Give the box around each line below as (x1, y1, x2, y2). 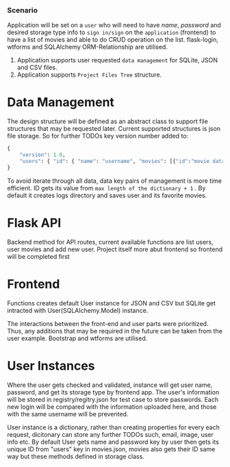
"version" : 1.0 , (19, 151, 66, 159)
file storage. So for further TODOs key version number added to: (7, 132, 189, 140)
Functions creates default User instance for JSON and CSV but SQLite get (7, 299, 216, 307)
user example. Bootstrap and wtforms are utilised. (7, 334, 148, 342)
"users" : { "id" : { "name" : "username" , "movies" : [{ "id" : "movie (19, 157, 210, 164)
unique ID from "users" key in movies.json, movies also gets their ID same (7, 444, 216, 453)
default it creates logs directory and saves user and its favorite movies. (7, 191, 207, 199)
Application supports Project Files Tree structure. (16, 71, 162, 79)
